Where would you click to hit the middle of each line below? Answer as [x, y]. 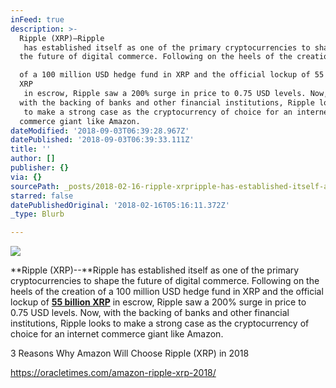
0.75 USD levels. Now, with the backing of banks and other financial [150, 313]
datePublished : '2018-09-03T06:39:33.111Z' [102, 140]
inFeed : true [37, 19]
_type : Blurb [37, 214]
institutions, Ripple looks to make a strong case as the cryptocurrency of [160, 323]
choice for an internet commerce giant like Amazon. [117, 334]
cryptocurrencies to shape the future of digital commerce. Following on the [165, 281]
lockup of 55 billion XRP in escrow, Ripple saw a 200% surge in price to [158, 302]
